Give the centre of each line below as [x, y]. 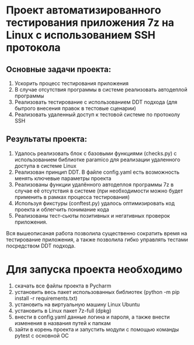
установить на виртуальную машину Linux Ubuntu [77, 304]
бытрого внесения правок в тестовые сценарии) [75, 108]
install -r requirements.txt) [46, 298]
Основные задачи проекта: [59, 69]
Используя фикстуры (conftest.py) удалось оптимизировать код [95, 203]
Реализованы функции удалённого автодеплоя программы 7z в [94, 184]
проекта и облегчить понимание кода [62, 209]
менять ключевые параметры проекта [63, 178]
